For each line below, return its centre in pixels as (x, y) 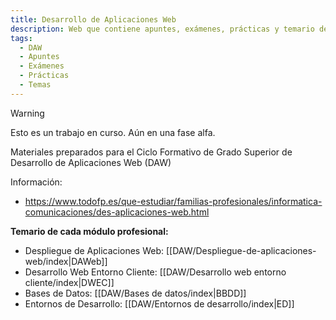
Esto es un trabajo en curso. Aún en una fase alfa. (113, 132)
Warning (27, 113)
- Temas (35, 85)
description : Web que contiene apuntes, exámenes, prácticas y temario (162, 29)
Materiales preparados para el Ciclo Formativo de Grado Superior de (151, 152)
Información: (36, 182)
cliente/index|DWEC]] (69, 282)
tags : (21, 38)
